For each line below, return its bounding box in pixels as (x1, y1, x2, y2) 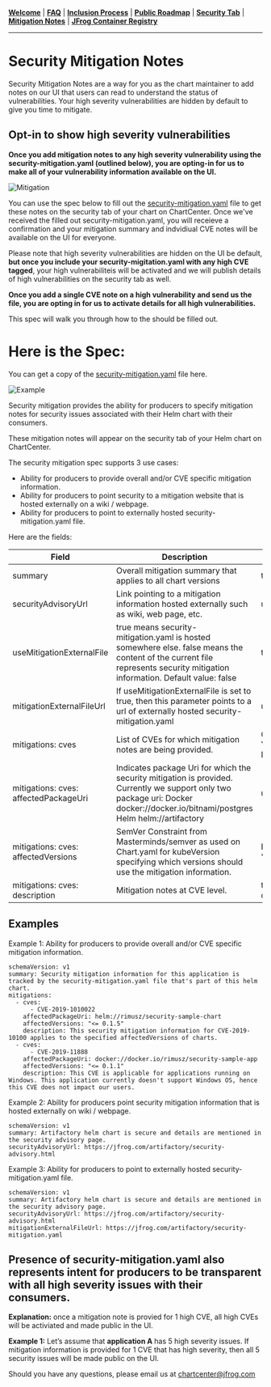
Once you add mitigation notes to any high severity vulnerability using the (8, 150, 262, 159)
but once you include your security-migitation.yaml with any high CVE (8, 257, 249, 266)
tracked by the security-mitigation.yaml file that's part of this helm (8, 977, 258, 985)
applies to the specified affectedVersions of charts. (29, 1033, 219, 1041)
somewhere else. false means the (115, 642, 244, 653)
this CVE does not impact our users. (8, 1083, 135, 1092)
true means (115, 621, 160, 633)
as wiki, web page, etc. (115, 608, 203, 619)
